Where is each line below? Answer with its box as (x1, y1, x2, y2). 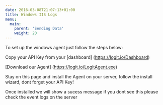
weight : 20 (14, 31, 37, 36)
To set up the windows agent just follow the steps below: (5, 45, 123, 50)
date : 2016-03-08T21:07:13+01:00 (5, 7, 75, 13)
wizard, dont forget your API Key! (5, 79, 74, 85)
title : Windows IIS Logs (5, 12, 57, 17)
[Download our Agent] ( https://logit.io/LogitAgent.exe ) (5, 64, 117, 70)
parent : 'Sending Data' (14, 26, 64, 31)
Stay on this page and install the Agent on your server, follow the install (5, 74, 152, 79)
